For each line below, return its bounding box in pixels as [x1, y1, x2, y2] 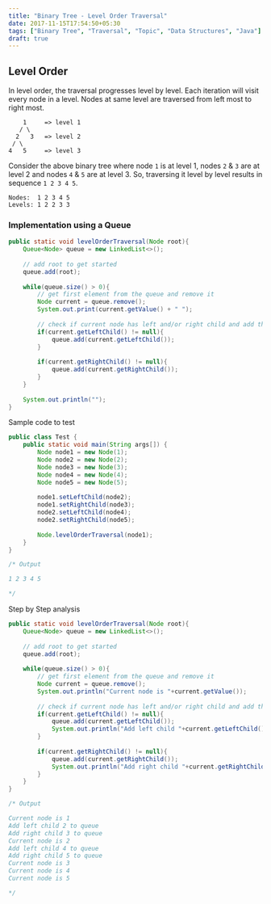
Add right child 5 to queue [8, 851, 103, 860]
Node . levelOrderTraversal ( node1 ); [37, 531, 153, 539]
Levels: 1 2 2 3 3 [8, 201, 70, 209]
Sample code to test [8, 418, 75, 427]
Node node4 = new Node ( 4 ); [37, 470, 128, 479]
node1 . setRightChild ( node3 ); [37, 501, 135, 509]
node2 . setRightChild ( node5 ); [37, 516, 135, 524]
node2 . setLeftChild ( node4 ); [37, 508, 131, 517]
